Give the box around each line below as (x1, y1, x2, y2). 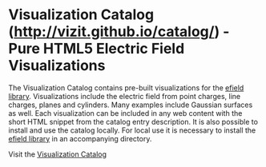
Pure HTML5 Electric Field (8, 40, 185, 58)
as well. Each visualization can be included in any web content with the (8, 108, 243, 117)
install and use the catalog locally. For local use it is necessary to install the (8, 125, 256, 135)
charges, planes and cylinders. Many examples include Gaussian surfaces (8, 100, 253, 109)
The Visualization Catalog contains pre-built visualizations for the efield (8, 82, 244, 93)
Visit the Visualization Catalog (8, 149, 107, 159)
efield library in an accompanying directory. (8, 133, 152, 143)
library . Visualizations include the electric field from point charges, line (8, 91, 241, 101)
